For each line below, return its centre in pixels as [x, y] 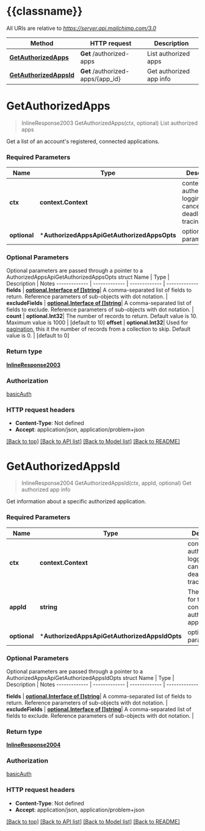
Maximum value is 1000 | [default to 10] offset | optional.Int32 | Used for [97, 323]
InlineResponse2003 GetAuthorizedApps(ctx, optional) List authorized [110, 123]
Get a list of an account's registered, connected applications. [83, 141]
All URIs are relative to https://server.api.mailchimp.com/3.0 [81, 28]
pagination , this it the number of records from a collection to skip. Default [99, 329]
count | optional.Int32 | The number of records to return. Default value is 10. [102, 316]
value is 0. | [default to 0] [38, 336]
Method [42, 43]
